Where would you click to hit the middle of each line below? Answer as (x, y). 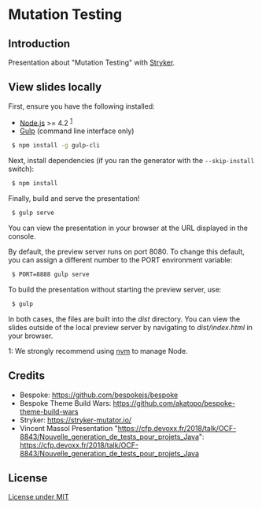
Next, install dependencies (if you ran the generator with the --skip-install (131, 161)
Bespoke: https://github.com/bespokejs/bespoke (99, 395)
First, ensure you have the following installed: (81, 106)
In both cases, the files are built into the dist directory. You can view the (124, 319)
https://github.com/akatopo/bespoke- (174, 403)
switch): (21, 169)
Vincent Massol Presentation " (68, 428)
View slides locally (55, 87)
